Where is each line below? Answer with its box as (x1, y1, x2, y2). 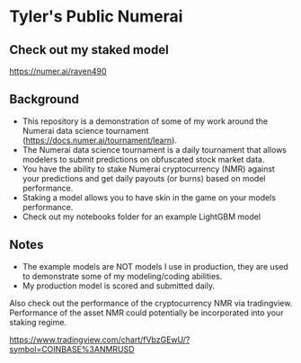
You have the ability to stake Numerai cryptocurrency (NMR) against (22, 164, 276, 174)
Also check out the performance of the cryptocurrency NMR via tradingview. (9, 297, 293, 308)
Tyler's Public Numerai (9, 6, 183, 27)
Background (9, 92, 79, 107)
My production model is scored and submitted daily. (22, 280, 216, 291)
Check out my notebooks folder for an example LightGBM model (22, 211, 261, 222)
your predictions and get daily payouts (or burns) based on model (22, 173, 266, 183)
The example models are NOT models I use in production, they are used (22, 261, 289, 271)
